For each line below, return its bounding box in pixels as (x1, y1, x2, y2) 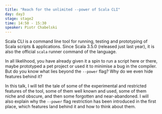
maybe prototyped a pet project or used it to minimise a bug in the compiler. (5, 64, 157, 69)
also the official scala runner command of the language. (5, 49, 117, 55)
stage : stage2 (5, 16, 34, 21)
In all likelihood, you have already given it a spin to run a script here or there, (5, 58, 158, 64)
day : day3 (5, 12, 25, 16)
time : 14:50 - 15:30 (5, 20, 47, 26)
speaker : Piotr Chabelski (5, 25, 57, 30)
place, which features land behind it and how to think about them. (5, 104, 136, 110)
